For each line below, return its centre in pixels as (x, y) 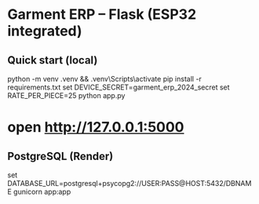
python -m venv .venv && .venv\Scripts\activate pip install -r (104, 79)
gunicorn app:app (42, 191)
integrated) (45, 31)
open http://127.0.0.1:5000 (96, 127)
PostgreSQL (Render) (60, 156)
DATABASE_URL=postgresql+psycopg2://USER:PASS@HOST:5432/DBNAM (129, 183)
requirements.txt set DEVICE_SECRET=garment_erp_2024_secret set (119, 87)
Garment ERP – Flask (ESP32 (102, 15)
